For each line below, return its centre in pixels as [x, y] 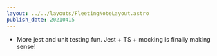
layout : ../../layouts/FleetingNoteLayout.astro [78, 13]
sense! [26, 46]
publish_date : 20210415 [41, 20]
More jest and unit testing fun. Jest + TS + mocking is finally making [114, 39]
